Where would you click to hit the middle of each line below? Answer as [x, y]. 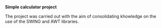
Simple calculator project [31, 7]
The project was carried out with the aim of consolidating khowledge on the [81, 16]
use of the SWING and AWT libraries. [42, 21]
